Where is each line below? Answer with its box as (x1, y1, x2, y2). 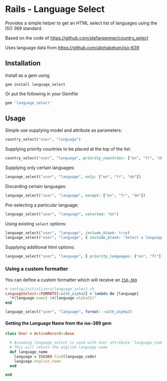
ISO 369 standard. (5, 25, 43, 31)
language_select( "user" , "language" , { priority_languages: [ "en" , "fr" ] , (5, 253, 164, 259)
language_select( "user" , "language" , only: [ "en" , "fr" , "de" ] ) (5, 175, 141, 180)
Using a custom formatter (5, 265, 69, 272)
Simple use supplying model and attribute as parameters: (5, 127, 122, 133)
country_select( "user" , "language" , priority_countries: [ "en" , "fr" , (5, 156, 155, 161)
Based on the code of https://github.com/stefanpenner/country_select (5, 35, 149, 41)
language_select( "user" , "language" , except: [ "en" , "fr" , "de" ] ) (5, 193, 146, 198)
